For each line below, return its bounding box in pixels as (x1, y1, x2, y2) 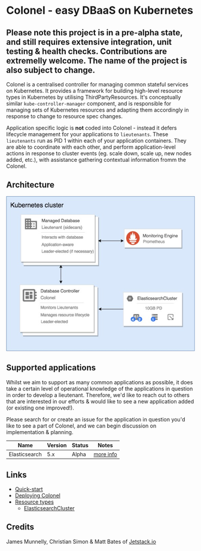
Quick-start (14, 485, 43, 492)
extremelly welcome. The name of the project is (6, 55, 187, 66)
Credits (6, 522, 35, 532)
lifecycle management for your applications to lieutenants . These (6, 131, 169, 138)
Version (47, 442, 67, 449)
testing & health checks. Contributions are (6, 46, 167, 56)
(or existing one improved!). (6, 404, 75, 411)
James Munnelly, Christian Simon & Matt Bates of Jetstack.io (6, 538, 157, 545)
